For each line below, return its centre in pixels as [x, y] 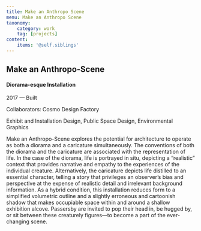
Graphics [17, 127]
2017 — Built [22, 98]
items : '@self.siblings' [48, 45]
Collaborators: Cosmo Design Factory [53, 110]
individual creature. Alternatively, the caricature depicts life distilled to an [96, 171]
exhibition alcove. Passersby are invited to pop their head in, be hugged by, [99, 209]
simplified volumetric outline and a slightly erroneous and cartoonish [91, 196]
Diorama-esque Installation [41, 84]
